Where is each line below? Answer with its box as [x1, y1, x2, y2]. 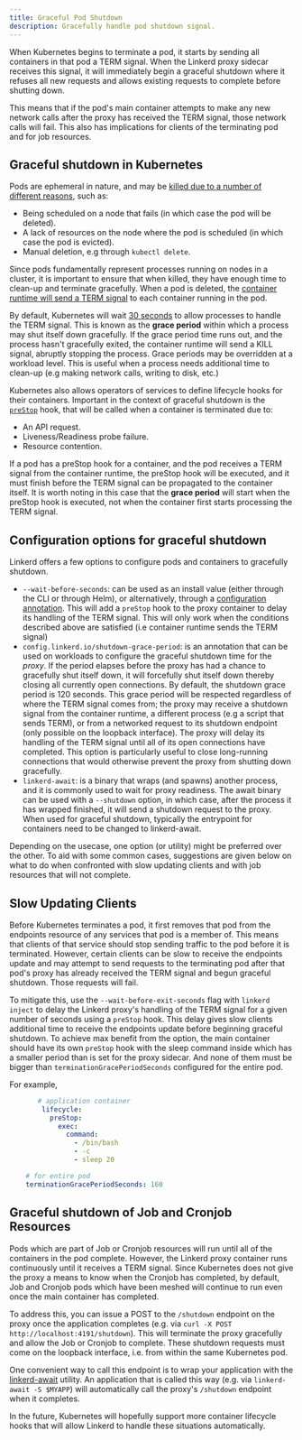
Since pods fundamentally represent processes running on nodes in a [9, 263, 269, 275]
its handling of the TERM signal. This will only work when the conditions [22, 613, 289, 623]
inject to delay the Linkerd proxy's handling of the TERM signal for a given [9, 1003, 288, 1015]
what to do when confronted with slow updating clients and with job [9, 860, 261, 871]
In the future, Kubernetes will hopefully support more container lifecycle [9, 1410, 277, 1421]
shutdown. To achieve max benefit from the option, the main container [9, 1032, 270, 1043]
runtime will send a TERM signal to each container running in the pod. [9, 292, 268, 303]
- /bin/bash [73, 1139, 119, 1148]
